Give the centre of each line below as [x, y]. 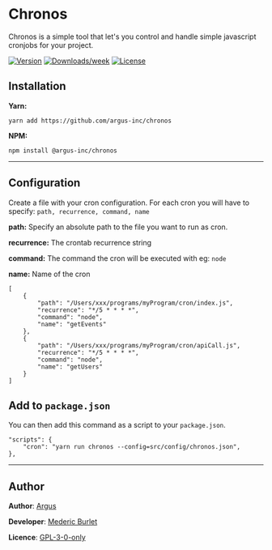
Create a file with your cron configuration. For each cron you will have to [129, 203]
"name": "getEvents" [72, 324]
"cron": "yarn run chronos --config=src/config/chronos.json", [132, 447]
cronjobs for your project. [51, 45]
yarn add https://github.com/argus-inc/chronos [90, 121]
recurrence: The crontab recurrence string [80, 242]
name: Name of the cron [49, 274]
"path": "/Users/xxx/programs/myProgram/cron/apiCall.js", [139, 345]
